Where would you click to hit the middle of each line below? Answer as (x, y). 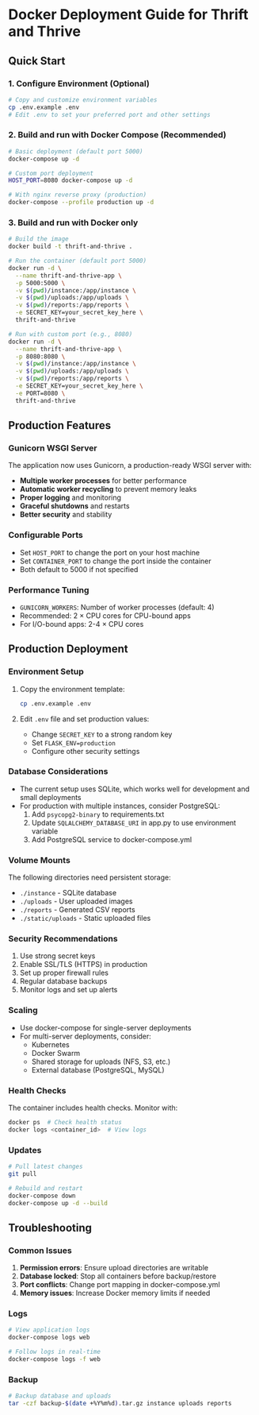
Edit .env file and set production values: (84, 719)
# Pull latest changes (46, 1167)
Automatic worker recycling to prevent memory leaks (108, 489)
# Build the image (38, 239)
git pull (23, 1173)
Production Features (60, 425)
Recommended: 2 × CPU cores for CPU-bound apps (105, 616)
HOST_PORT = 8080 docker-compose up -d (70, 180)
